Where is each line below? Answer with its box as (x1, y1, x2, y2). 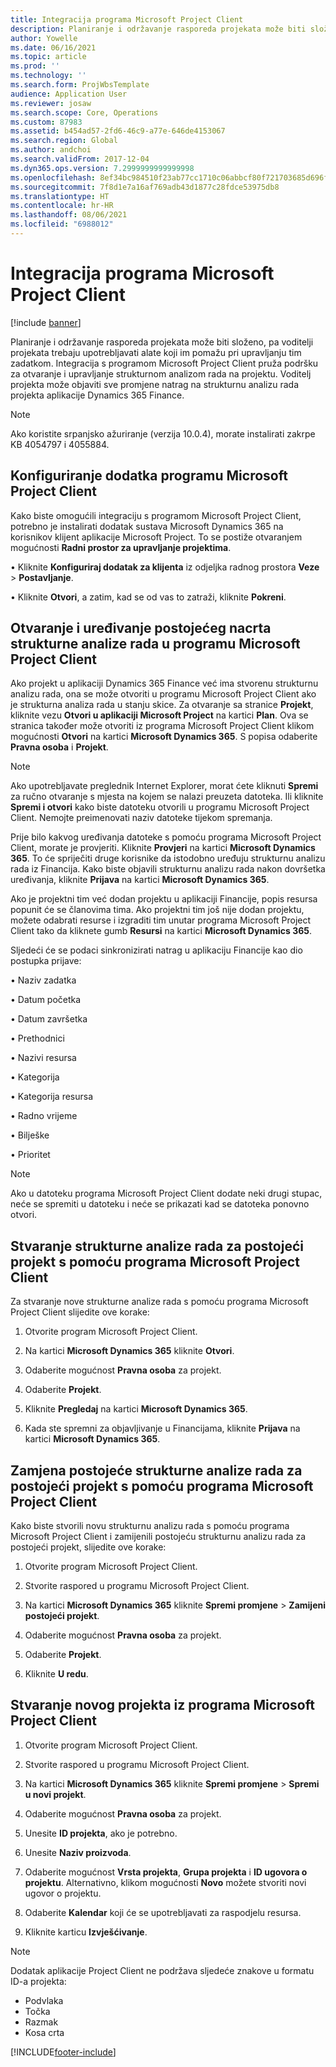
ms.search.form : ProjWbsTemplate (10, 80, 150, 90)
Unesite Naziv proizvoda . (24, 1846, 132, 1858)
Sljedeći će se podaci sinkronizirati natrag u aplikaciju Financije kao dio (10, 944, 303, 956)
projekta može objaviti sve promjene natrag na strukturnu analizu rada (10, 378, 299, 390)
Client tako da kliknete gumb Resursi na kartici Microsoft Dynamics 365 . (10, 925, 313, 937)
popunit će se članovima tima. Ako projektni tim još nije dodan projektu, (10, 904, 305, 916)
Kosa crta (24, 2026, 65, 2038)
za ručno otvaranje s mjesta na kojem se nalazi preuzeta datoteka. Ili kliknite (10, 791, 324, 803)
